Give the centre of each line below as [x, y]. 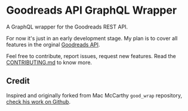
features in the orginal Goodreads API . [53, 45]
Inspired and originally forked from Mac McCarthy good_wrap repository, [94, 95]
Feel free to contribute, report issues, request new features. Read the [91, 56]
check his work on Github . [38, 102]
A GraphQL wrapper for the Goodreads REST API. [67, 27]
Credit [18, 81]
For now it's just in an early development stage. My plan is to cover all [92, 38]
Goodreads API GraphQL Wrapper [92, 10]
